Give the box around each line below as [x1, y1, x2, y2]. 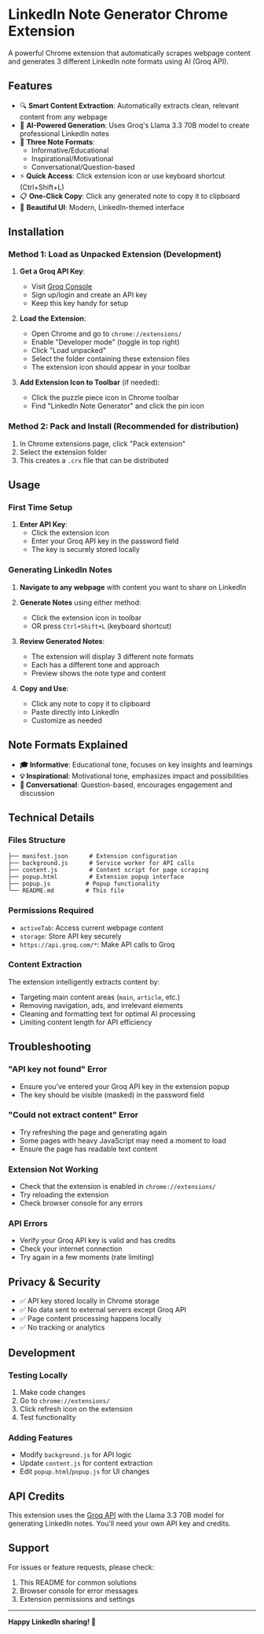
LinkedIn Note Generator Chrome [8, 6, 229, 24]
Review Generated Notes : [19, 636, 104, 646]
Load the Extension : [19, 314, 86, 323]
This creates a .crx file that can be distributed [19, 455, 169, 465]
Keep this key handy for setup [31, 299, 129, 308]
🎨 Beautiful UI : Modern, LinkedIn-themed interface [19, 202, 185, 212]
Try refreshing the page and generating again [19, 1127, 167, 1137]
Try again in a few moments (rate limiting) [19, 1253, 155, 1262]
